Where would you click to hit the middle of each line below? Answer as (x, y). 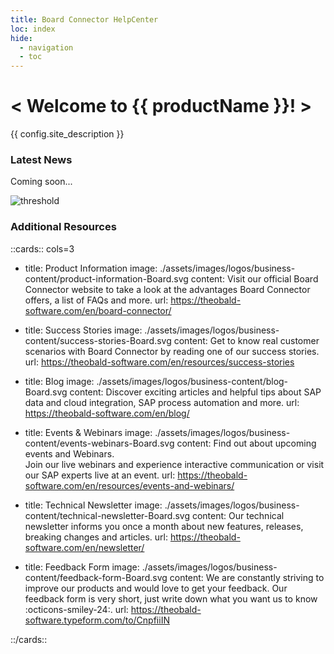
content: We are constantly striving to (247, 577)
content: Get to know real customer (246, 340)
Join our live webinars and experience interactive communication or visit (174, 464)
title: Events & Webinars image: (88, 432)
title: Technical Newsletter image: (93, 505)
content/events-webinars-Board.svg (99, 443)
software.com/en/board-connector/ (98, 310)
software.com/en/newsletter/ (84, 547)
